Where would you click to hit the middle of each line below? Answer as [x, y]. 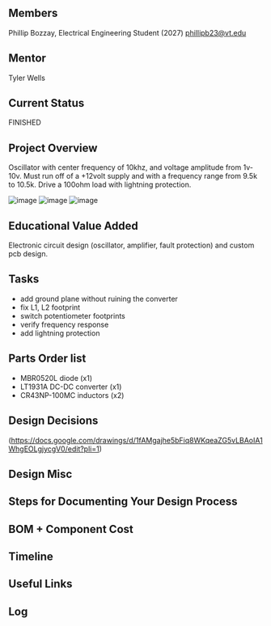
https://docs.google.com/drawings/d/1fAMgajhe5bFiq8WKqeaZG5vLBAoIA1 [137, 440]
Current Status [47, 103]
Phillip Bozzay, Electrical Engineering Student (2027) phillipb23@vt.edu [127, 32]
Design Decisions [53, 421]
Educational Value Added [74, 226]
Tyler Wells [27, 78]
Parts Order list [47, 359]
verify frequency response [64, 324]
